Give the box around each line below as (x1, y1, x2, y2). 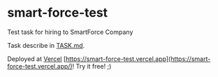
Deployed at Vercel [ (7, 54, 66, 63)
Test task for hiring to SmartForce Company (7, 28, 133, 36)
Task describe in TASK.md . (7, 41, 85, 49)
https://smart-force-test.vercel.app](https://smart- (65, 54, 211, 63)
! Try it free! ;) (72, 62, 112, 70)
